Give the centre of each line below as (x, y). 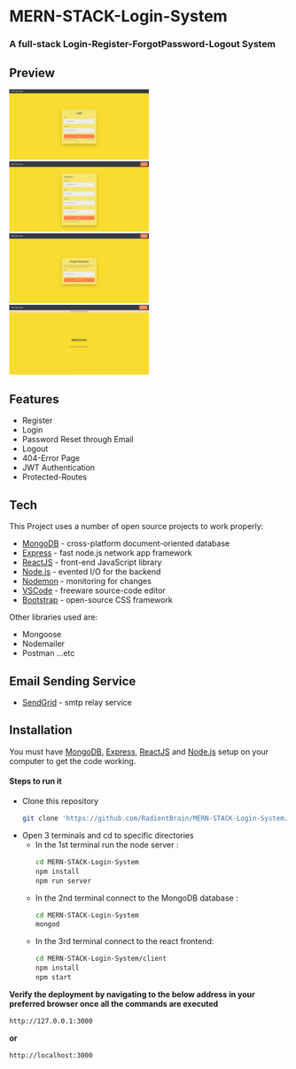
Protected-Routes (54, 477)
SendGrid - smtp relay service (77, 703)
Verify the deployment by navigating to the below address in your (132, 994)
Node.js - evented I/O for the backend (91, 572)
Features (34, 399)
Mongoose (42, 635)
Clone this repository (60, 801)
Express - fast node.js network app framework (107, 553)
